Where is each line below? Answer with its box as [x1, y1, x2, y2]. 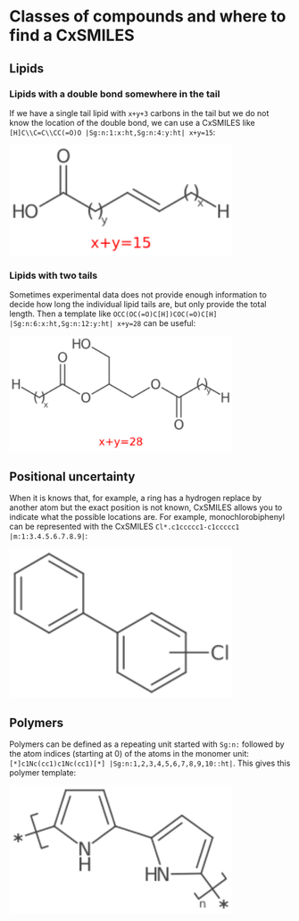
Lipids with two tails [9, 270, 98, 282]
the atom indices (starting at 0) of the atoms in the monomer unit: [9, 749, 250, 759]
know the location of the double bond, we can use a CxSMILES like [9, 117, 256, 128]
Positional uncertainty [9, 469, 136, 484]
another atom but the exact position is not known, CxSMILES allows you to [9, 502, 283, 513]
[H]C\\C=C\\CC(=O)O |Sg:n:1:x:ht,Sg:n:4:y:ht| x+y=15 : [9, 127, 216, 138]
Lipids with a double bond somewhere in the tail [9, 88, 220, 100]
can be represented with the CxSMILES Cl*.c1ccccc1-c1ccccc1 [9, 521, 240, 532]
